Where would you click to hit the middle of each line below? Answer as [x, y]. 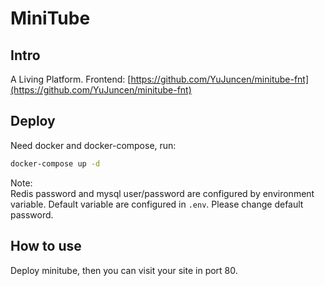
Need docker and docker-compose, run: [93, 145]
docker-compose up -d [55, 163]
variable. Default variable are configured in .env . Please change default [157, 204]
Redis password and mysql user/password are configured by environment [162, 193]
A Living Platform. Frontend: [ [71, 79]
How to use [46, 246]
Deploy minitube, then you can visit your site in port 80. [124, 270]
